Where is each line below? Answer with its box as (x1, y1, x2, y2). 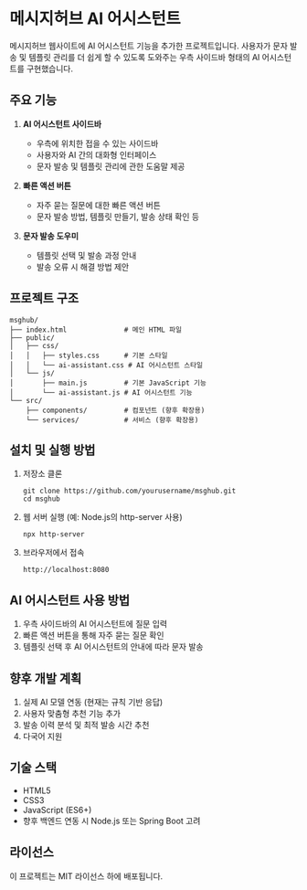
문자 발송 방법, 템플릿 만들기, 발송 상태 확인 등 (36, 211, 199, 222)
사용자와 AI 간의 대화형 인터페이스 (36, 149, 157, 160)
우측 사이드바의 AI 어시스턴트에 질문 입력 (22, 619, 167, 630)
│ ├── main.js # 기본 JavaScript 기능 (9, 378, 207, 387)
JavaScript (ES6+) (22, 804, 92, 815)
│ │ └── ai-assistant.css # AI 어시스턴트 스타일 (9, 360, 204, 370)
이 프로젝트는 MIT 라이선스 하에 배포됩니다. (9, 870, 164, 882)
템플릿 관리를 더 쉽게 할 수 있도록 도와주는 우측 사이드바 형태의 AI (28, 51, 260, 62)
